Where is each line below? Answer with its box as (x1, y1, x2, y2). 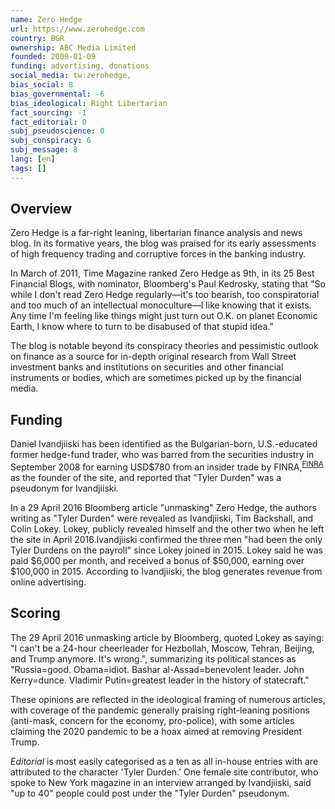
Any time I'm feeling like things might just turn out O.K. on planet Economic (10, 310, 318, 322)
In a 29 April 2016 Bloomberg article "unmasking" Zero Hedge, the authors (10, 501, 317, 513)
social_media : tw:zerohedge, (10, 71, 132, 81)
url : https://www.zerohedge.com (10, 24, 145, 34)
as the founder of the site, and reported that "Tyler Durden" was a (10, 471, 282, 483)
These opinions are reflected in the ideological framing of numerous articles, (10, 693, 326, 705)
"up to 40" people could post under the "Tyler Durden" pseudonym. (10, 787, 290, 799)
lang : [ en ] (10, 154, 56, 164)
